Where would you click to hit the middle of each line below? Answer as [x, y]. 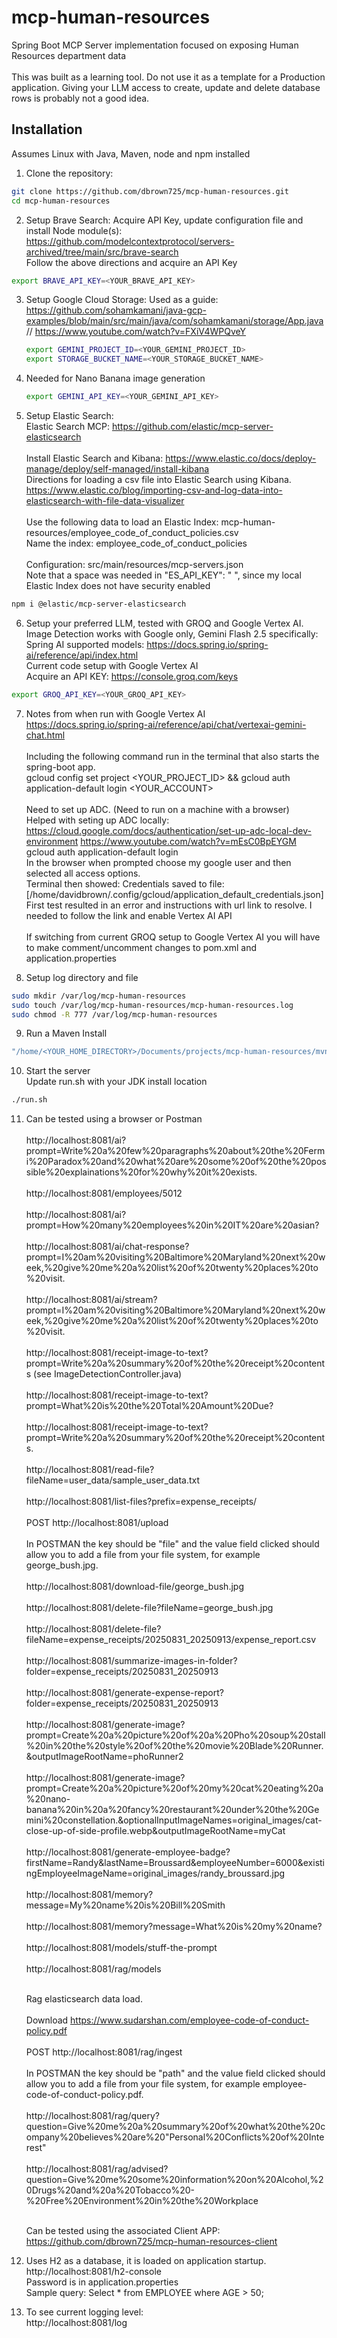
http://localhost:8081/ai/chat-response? [107, 1247]
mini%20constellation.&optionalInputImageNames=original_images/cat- [174, 1820]
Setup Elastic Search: [69, 415]
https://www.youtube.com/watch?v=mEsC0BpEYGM [188, 841]
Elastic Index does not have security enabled [118, 585]
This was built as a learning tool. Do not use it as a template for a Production [168, 77]
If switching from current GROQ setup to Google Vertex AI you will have [173, 937]
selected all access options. [83, 873]
